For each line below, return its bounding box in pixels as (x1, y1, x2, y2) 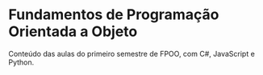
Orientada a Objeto (8, 22, 138, 41)
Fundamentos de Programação (8, 6, 219, 24)
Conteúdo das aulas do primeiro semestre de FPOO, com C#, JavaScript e (8, 49, 256, 58)
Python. (8, 57, 35, 67)
